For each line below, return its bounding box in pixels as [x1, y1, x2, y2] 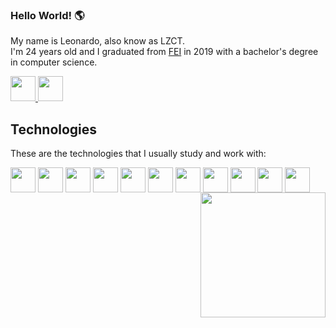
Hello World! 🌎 [10, 8, 85, 22]
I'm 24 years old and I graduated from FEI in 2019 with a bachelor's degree [10, 46, 319, 58]
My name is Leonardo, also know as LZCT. [10, 35, 186, 47]
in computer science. [10, 56, 98, 68]
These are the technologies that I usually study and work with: [10, 148, 267, 160]
